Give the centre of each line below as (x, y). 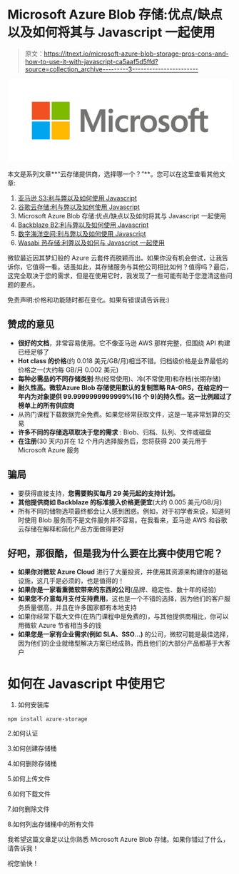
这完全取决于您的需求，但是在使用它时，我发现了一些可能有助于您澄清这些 (117, 276)
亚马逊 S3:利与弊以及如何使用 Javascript (77, 198)
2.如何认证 (23, 733)
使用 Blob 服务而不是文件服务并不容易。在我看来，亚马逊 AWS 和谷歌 (126, 520)
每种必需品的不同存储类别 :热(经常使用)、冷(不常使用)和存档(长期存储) (119, 378)
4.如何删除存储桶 (32, 763)
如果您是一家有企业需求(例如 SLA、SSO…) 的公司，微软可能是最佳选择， (125, 634)
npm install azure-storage (47, 719)
